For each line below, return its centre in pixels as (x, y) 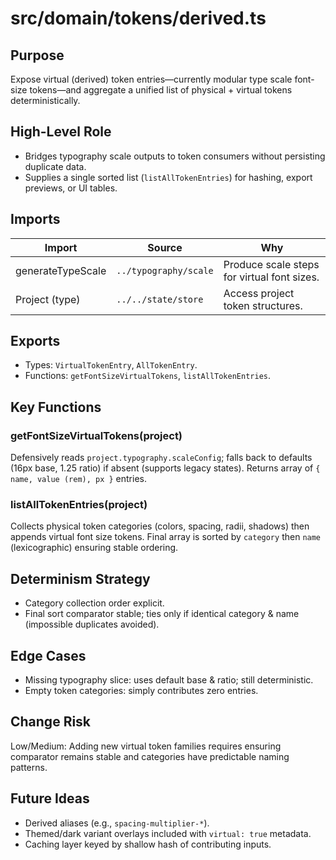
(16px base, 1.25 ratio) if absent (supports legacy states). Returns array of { (165, 468)
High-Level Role (61, 132)
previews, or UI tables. (71, 188)
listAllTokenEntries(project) (79, 505)
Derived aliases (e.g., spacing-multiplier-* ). (117, 823)
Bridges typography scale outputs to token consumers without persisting (175, 156)
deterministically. (45, 100)
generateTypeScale (61, 270)
